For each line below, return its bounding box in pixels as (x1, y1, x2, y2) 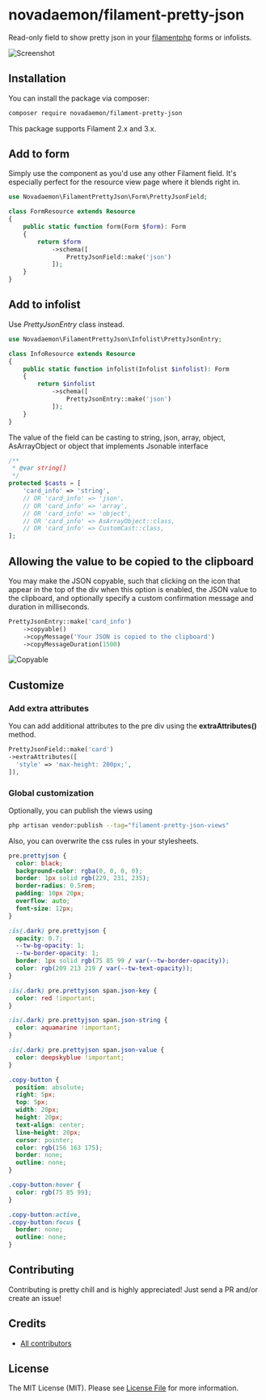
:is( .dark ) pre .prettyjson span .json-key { (8, 986, 158, 994)
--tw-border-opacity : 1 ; (15, 949, 99, 958)
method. (8, 730, 36, 740)
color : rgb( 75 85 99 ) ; (15, 1188, 92, 1196)
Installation (8, 71, 66, 86)
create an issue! (8, 1293, 62, 1303)
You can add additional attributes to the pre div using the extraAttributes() (8, 721, 257, 731)
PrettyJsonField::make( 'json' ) (65, 253, 172, 261)
